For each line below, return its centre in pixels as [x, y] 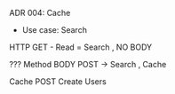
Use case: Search [54, 30]
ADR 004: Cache [40, 13]
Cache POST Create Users [58, 82]
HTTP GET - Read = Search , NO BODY [81, 47]
